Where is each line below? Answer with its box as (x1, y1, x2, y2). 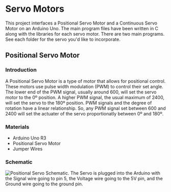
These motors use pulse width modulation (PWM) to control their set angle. (5, 83, 163, 89)
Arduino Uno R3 (12, 135, 47, 141)
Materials (5, 123, 30, 130)
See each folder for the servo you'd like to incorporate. (5, 36, 121, 42)
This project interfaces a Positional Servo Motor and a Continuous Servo (5, 20, 157, 26)
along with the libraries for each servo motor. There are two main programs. (5, 31, 165, 37)
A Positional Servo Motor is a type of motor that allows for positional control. (5, 78, 166, 84)
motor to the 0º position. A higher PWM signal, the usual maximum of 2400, (5, 94, 165, 100)
